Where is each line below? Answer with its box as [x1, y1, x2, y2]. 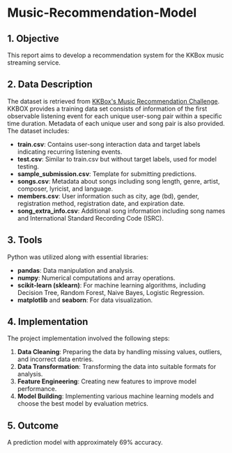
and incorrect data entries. [17, 355, 94, 363]
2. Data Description [7, 79, 93, 90]
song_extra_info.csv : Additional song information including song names [17, 207, 226, 215]
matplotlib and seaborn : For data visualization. [17, 296, 153, 304]
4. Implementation [7, 316, 88, 328]
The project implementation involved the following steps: [7, 334, 170, 342]
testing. [17, 162, 40, 170]
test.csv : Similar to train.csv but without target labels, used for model [17, 154, 217, 163]
